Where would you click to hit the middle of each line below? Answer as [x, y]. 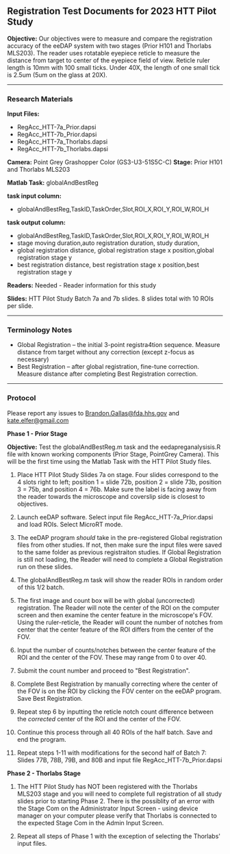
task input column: [34, 196]
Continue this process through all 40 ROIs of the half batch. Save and [115, 732]
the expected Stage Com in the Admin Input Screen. [90, 823]
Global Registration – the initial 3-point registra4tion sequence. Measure [118, 345]
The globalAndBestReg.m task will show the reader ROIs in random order [120, 580]
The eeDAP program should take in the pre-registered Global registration [119, 537]
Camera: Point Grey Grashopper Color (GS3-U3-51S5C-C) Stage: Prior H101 [115, 162]
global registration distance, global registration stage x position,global [115, 250]
